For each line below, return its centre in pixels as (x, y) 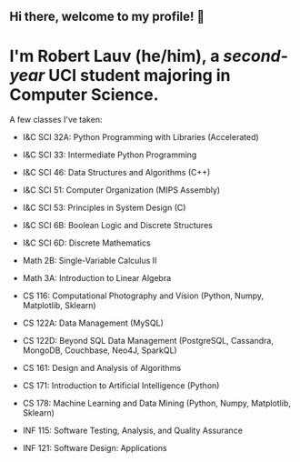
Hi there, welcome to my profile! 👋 (107, 17)
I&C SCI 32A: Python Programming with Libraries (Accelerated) (140, 137)
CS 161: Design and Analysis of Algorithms (102, 368)
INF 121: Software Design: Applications (95, 448)
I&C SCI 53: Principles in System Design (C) (104, 208)
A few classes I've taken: (56, 120)
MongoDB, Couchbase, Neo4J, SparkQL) (100, 350)
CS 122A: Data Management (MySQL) (93, 323)
